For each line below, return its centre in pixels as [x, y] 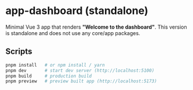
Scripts [19, 52]
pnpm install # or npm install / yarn [55, 65]
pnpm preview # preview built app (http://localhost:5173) [81, 81]
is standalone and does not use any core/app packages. [73, 33]
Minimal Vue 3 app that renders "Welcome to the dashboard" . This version [96, 27]
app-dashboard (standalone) [77, 11]
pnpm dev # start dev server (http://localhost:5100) [80, 70]
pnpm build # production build [49, 76]
